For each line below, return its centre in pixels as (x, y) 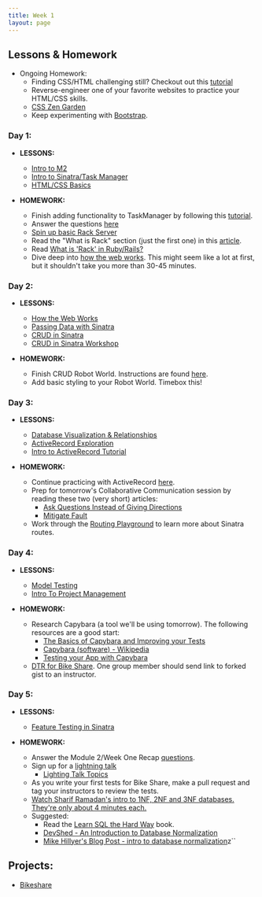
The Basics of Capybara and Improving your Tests (124, 640)
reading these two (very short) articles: (95, 499)
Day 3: (21, 402)
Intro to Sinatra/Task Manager (79, 176)
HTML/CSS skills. (59, 98)
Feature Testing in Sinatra (73, 727)
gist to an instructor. (64, 674)
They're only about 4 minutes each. (89, 807)
